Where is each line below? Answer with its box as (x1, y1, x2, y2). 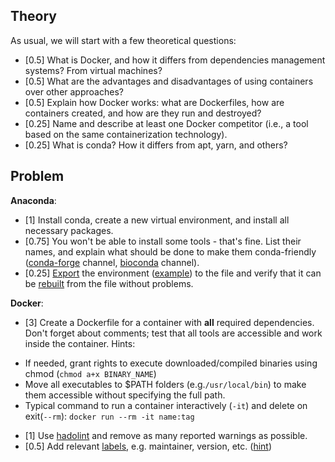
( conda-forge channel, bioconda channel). (24, 256, 200, 268)
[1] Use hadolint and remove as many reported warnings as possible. (24, 429, 308, 441)
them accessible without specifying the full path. (24, 389, 226, 401)
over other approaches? (24, 85, 124, 98)
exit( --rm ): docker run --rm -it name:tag (24, 410, 195, 422)
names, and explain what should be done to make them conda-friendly (24, 245, 317, 258)
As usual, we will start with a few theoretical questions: (10, 34, 237, 46)
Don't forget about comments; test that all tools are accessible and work (24, 327, 323, 339)
